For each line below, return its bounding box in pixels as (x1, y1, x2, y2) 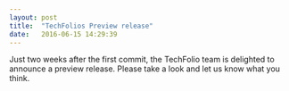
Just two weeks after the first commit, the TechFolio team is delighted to (9, 54, 275, 65)
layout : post (9, 12, 58, 22)
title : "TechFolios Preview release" (9, 21, 153, 30)
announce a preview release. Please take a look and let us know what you (9, 63, 281, 74)
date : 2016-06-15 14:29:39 (9, 29, 118, 38)
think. (9, 73, 30, 84)
